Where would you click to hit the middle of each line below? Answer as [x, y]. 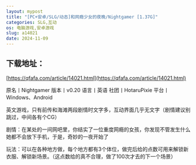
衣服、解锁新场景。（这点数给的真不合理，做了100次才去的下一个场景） [91, 156]
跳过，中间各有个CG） [33, 117]
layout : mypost [25, 11]
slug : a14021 [22, 33]
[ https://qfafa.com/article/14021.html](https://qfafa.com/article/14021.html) [96, 78]
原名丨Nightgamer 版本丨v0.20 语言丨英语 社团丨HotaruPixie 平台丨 [88, 90]
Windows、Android [29, 97]
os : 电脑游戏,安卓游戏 [30, 28]
